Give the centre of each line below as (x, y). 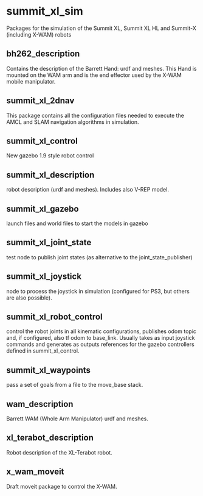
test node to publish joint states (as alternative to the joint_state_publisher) (99, 257)
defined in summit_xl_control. (43, 351)
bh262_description (43, 54)
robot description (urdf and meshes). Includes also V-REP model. (88, 190)
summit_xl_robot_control (54, 317)
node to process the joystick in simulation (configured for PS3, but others (98, 291)
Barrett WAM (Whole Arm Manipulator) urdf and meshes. (77, 419)
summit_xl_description (50, 175)
